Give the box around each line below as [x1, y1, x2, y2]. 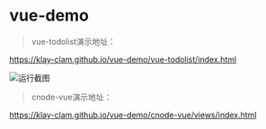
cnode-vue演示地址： [31, 91, 112, 102]
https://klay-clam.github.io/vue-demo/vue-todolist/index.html [9, 54, 236, 64]
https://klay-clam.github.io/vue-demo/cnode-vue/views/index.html [9, 109, 257, 120]
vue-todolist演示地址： [31, 36, 117, 47]
